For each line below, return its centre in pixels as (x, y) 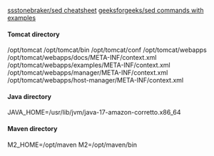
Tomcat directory (34, 34)
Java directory (30, 96)
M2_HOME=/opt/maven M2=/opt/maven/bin (72, 145)
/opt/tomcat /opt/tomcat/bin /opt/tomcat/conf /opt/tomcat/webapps (107, 50)
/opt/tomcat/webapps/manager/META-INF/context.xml (88, 73)
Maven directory (32, 129)
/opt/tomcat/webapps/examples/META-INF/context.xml (89, 65)
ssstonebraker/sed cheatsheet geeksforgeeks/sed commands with (106, 10)
